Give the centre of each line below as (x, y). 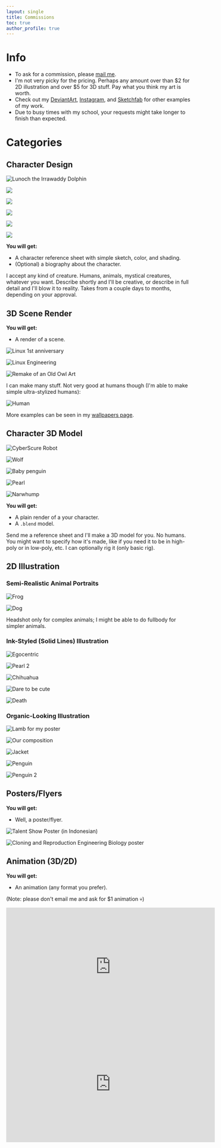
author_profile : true (33, 28)
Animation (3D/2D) (42, 861)
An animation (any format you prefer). (61, 887)
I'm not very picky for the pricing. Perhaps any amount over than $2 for (102, 80)
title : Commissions (30, 17)
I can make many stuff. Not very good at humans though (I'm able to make (97, 385)
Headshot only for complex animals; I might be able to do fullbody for (91, 620)
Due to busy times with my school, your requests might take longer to (100, 112)
